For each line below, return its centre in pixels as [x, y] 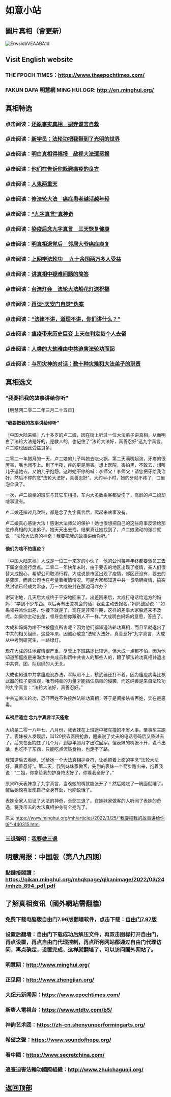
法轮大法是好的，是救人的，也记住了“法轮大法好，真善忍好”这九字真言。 [90, 441]
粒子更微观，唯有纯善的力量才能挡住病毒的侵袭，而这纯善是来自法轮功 [92, 681]
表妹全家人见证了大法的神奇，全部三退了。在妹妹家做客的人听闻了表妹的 [81, 801]
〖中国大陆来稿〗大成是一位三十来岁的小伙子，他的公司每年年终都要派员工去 [85, 561]
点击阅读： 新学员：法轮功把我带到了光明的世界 [63, 139]
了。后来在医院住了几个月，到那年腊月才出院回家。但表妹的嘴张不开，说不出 [85, 742]
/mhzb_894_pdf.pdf [31, 886]
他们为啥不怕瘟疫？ [25, 548]
